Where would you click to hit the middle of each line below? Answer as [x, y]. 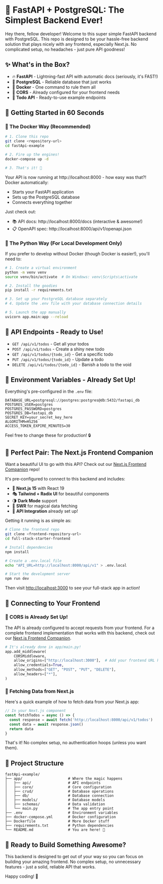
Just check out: [21, 211]
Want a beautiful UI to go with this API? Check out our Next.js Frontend [76, 464]
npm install [17, 552]
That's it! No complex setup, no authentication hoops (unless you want [76, 743]
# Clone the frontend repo [32, 530]
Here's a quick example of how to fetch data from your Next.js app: [72, 702]
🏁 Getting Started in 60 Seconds [55, 113]
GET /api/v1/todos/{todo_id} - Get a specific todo [63, 354]
